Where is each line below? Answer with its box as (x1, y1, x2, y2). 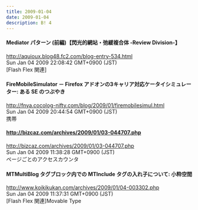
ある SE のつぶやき (19, 88, 65, 95)
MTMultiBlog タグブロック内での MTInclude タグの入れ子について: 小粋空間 (6, 170, 193, 177)
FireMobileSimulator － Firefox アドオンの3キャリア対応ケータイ (6, 81, 166, 88)
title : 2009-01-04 (6, 8, 52, 15)
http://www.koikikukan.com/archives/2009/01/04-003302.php (6, 184, 159, 191)
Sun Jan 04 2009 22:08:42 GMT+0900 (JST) (6, 59, 117, 66)
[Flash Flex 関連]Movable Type (6, 198, 81, 205)
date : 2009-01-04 (6, 14, 49, 20)
